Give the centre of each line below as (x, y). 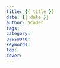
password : (18, 39)
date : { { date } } (28, 17)
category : (18, 34)
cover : (14, 56)
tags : (13, 28)
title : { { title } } (30, 12)
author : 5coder (25, 22)
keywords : (18, 45)
